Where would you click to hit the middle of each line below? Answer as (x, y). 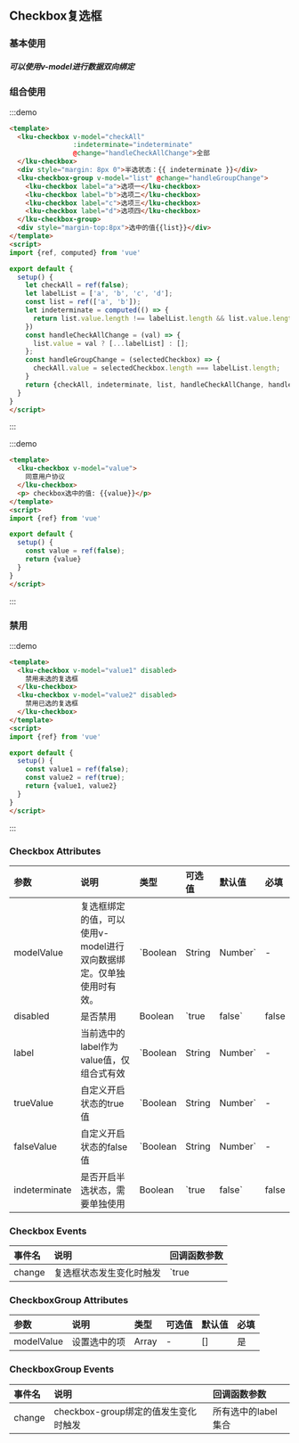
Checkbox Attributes (55, 851)
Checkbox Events (48, 1231)
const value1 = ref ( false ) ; (77, 769)
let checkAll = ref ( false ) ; (77, 285)
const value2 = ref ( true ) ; (75, 778)
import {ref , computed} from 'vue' (75, 252)
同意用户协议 (45, 477)
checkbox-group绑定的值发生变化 (125, 1411)
